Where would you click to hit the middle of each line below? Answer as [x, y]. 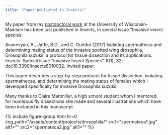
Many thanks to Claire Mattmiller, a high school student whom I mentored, [81, 96]
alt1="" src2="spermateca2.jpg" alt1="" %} [50, 127]
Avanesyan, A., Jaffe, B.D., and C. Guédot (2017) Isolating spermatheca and [83, 44]
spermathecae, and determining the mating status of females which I [76, 81]
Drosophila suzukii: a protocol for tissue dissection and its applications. [79, 55]
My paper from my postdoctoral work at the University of [64, 24]
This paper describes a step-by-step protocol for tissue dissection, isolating [84, 75]
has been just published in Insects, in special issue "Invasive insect [94, 29]
